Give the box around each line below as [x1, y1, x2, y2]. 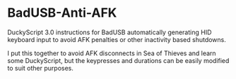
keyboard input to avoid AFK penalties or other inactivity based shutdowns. [7, 35, 226, 43]
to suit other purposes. [7, 64, 74, 72]
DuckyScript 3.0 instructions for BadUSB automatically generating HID [7, 28, 212, 36]
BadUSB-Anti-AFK [7, 5, 117, 21]
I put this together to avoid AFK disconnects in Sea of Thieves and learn [7, 49, 217, 57]
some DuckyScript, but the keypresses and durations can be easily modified [7, 56, 230, 64]
